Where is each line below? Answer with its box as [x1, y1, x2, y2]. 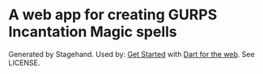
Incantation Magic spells [8, 23, 178, 41]
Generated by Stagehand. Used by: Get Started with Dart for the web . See [8, 49, 255, 59]
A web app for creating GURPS [8, 6, 218, 24]
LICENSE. [8, 58, 40, 68]
